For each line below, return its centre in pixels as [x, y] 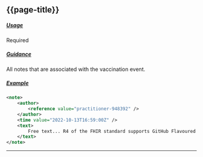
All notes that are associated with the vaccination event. [76, 69]
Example [18, 83]
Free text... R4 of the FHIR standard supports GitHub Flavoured [112, 131]
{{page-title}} [33, 10]
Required [18, 40]
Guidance [19, 54]
